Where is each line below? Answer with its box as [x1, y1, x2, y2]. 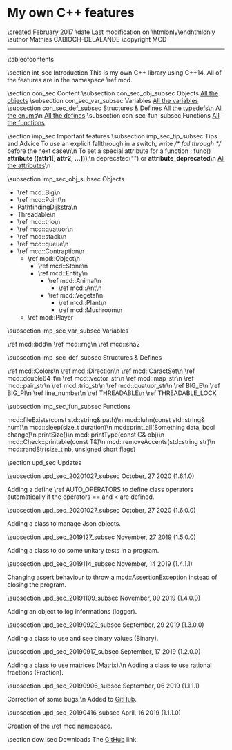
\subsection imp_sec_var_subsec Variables [7, 327, 129, 335]
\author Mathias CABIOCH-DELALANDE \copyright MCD [7, 35, 167, 43]
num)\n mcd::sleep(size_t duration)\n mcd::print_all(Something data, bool [7, 423, 215, 431]
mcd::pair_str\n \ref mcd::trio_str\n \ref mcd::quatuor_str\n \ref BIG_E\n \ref [7, 381, 220, 390]
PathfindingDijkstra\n [17, 203, 77, 211]
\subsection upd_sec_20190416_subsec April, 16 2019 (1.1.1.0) [7, 708, 182, 717]
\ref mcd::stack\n [17, 232, 67, 240]
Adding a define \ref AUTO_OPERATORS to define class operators [7, 485, 194, 493]
